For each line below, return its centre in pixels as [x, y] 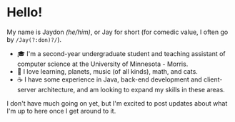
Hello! [25, 12]
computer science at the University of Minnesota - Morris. [102, 64]
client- [213, 79]
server [26, 89]
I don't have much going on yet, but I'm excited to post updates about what [117, 103]
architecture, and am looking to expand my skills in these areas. [131, 89]
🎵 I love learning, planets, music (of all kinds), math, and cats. [107, 71]
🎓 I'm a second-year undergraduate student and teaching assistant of [121, 53]
